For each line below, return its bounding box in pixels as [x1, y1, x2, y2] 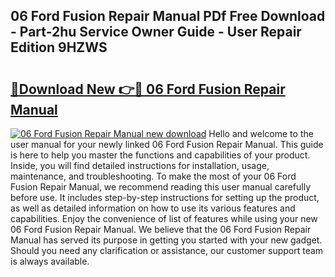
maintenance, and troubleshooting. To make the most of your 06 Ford [10, 170, 297, 182]
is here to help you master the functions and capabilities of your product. [10, 149, 311, 161]
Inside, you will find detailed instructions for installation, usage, [10, 160, 270, 171]
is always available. [10, 255, 90, 267]
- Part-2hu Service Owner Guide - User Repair [10, 24, 302, 41]
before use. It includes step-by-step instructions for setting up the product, [10, 192, 320, 203]
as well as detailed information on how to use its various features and [10, 202, 296, 214]
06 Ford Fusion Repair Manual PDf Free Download [10, 8, 326, 25]
